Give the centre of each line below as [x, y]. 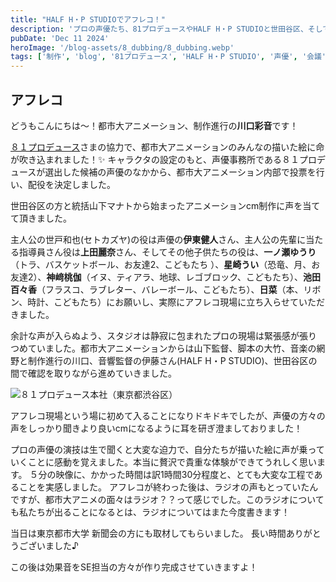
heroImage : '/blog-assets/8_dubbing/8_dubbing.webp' [122, 47]
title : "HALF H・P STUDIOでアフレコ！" [88, 19]
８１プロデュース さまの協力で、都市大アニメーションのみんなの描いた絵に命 [167, 147]
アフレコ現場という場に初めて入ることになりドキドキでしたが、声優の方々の [168, 415]
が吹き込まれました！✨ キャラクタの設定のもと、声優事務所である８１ [155, 159]
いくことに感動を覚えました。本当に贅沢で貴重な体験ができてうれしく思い [163, 462]
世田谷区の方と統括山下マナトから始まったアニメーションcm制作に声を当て [165, 205]
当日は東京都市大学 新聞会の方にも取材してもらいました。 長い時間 [148, 533]
